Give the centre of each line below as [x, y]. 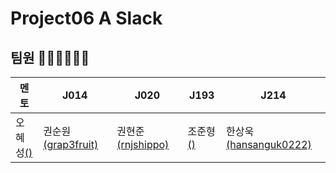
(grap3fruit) [71, 144]
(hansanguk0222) [269, 144]
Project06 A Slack [86, 18]
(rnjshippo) [143, 144]
